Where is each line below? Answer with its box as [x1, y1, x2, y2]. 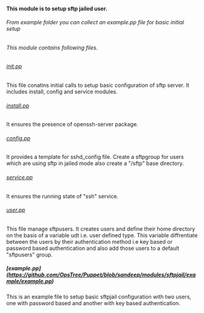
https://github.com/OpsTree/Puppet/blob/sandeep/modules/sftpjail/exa [8, 271, 196, 278]
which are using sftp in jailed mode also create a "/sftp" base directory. [6, 160, 184, 167]
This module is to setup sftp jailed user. [6, 5, 107, 12]
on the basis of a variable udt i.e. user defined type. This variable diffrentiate [6, 231, 198, 239]
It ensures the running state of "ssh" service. [6, 192, 118, 200]
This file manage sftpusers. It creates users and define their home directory [6, 225, 195, 232]
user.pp [6, 206, 25, 214]
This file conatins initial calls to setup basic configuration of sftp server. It [6, 82, 189, 89]
